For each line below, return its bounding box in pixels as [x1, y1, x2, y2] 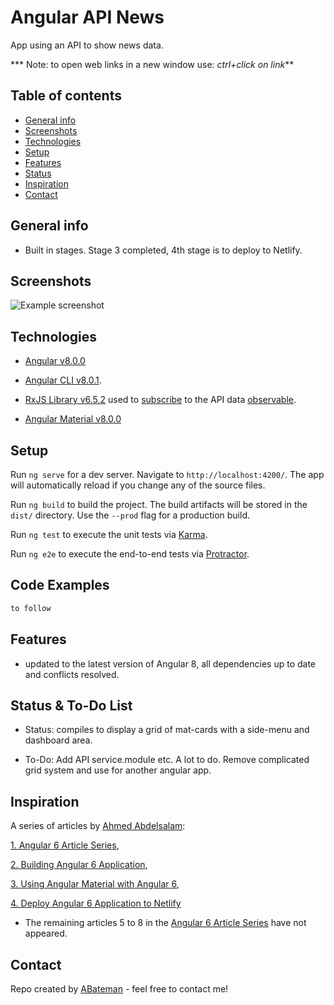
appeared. [24, 927, 68, 940]
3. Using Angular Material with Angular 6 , [10, 878, 180, 890]
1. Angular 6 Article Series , [10, 839, 120, 851]
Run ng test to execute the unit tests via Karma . [10, 529, 208, 540]
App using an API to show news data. [10, 39, 164, 51]
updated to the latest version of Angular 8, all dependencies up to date [24, 657, 316, 670]
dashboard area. [24, 734, 93, 746]
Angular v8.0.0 [24, 355, 86, 367]
